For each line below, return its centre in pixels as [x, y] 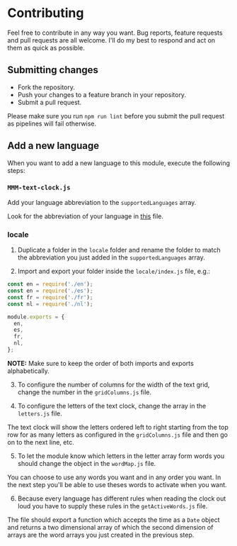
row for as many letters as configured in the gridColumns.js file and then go [118, 435]
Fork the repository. [46, 87]
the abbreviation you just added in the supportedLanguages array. [111, 257]
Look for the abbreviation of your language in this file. [86, 216]
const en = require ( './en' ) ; [50, 284]
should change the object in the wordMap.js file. [87, 463]
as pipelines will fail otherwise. [52, 123]
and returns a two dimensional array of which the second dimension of [110, 527]
